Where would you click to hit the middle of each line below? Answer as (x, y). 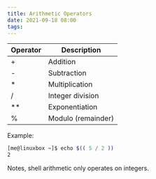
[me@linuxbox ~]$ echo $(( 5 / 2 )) (61, 148)
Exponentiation (73, 107)
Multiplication (70, 84)
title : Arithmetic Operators (50, 14)
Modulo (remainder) (81, 118)
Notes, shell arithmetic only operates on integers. (78, 169)
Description (81, 50)
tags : (15, 26)
